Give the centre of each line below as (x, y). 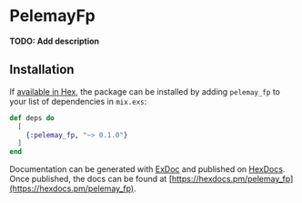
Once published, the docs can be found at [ (91, 179)
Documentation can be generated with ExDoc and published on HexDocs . (147, 169)
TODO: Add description (55, 41)
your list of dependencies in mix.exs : (78, 101)
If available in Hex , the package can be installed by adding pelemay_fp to (145, 91)
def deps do (32, 118)
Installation (42, 70)
